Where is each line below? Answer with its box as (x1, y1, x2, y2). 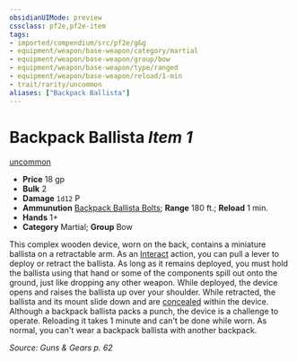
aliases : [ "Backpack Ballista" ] (9, 88, 130, 97)
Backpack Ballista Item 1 (9, 127, 193, 147)
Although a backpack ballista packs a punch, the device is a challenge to (9, 306, 279, 317)
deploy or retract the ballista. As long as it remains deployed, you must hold (9, 258, 289, 269)
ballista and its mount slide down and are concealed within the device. (9, 296, 269, 307)
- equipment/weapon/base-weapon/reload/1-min (9, 72, 182, 81)
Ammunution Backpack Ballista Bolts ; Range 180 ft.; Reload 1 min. (22, 203, 269, 214)
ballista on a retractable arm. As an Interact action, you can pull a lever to (9, 249, 280, 260)
